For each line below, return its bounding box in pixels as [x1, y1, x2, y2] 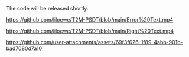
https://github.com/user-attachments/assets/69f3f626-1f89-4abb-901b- [6, 39, 183, 45]
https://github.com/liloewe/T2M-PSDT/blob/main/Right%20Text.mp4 [6, 27, 174, 34]
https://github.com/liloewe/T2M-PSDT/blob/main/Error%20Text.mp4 [6, 16, 174, 23]
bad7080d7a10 [6, 45, 43, 52]
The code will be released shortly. [6, 5, 89, 12]
